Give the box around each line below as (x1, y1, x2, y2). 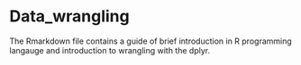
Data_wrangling (9, 6, 130, 27)
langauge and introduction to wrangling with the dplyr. (9, 45, 210, 55)
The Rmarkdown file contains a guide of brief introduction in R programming (9, 36, 293, 46)
